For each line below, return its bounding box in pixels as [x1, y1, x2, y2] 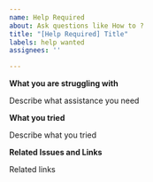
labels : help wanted [9, 37, 86, 47]
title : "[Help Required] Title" [9, 29, 128, 38]
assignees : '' [9, 46, 62, 55]
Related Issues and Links [9, 147, 103, 158]
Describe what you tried [9, 130, 97, 140]
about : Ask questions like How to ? [9, 21, 144, 30]
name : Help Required [9, 12, 86, 22]
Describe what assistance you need [9, 95, 140, 107]
